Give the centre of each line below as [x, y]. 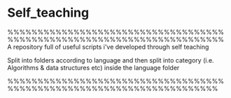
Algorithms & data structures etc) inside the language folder [93, 67]
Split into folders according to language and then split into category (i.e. [111, 60]
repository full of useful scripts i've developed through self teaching [111, 47]
